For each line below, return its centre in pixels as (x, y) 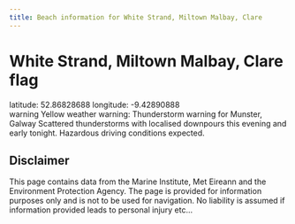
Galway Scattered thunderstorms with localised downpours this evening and (148, 123)
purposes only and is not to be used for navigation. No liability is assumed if (147, 201)
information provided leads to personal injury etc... (101, 210)
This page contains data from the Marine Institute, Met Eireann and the (138, 182)
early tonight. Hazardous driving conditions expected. (107, 133)
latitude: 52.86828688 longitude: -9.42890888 (95, 104)
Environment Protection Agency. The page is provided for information (136, 191)
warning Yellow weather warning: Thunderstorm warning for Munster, (136, 114)
